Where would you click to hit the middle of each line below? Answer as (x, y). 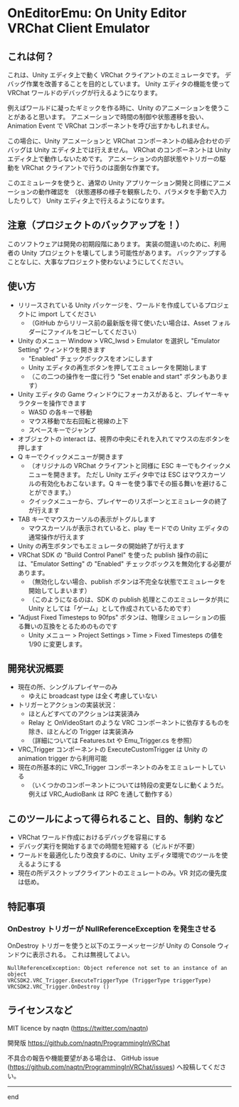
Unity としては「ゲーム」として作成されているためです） (111, 608)
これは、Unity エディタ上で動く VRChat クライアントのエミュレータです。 (116, 75)
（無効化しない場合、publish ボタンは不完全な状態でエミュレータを (127, 581)
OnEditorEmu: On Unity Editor (97, 13)
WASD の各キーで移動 (60, 412)
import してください (67, 314)
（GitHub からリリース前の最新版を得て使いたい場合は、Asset (119, 323)
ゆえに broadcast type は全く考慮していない (93, 696)
